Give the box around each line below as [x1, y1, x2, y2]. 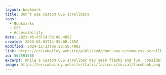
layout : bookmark [5, 7, 41, 12]
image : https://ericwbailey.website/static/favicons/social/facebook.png [5, 62, 161, 67]
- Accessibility [9, 30, 43, 35]
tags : [5, 16, 16, 21]
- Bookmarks [9, 21, 35, 26]
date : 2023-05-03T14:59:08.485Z [5, 35, 72, 40]
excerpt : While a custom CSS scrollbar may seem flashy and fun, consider [5, 58, 163, 63]
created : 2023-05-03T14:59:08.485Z [5, 39, 79, 44]
